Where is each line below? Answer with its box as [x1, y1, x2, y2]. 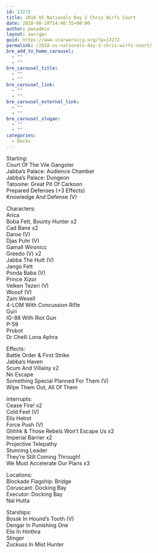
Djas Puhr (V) [6, 237, 40, 244]
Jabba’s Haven [6, 358, 43, 365]
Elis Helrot [6, 415, 32, 422]
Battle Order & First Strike [6, 351, 70, 358]
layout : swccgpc [6, 31, 47, 37]
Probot [6, 327, 23, 334]
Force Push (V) [6, 421, 43, 428]
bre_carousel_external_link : [6, 99, 80, 105]
